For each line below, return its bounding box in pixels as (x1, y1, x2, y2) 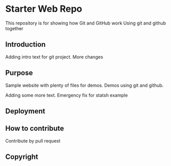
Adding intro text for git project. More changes (5, 54, 103, 60)
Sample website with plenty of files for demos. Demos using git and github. (5, 82, 164, 88)
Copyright (5, 153, 38, 161)
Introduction (5, 40, 46, 49)
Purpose (5, 68, 33, 77)
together (5, 25, 24, 31)
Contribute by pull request (5, 137, 60, 144)
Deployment (5, 107, 46, 115)
